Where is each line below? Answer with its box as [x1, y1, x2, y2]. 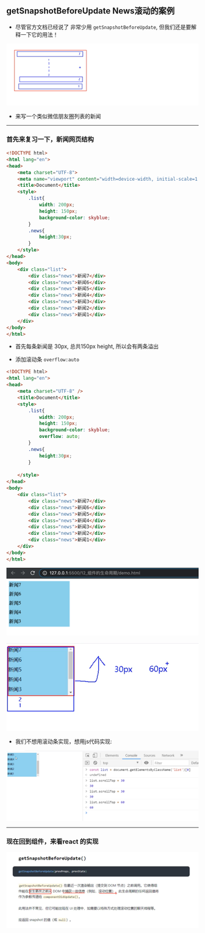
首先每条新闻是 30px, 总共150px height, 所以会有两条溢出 [15, 342, 159, 350]
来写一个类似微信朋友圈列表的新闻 [15, 112, 101, 119]
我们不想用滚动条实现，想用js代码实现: [15, 738, 112, 745]
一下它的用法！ [20, 31, 59, 38]
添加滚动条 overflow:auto [15, 356, 79, 363]
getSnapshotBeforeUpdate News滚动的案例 [6, 6, 175, 17]
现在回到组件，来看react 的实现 [6, 837, 99, 845]
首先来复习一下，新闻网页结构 [6, 135, 95, 143]
